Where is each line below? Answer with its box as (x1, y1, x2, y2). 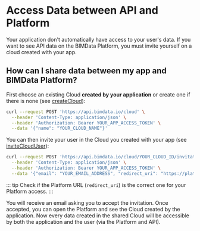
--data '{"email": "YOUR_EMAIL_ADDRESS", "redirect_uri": (11, 170, 159, 176)
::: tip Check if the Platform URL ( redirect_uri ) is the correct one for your (6, 181, 186, 188)
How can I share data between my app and (6, 66, 167, 76)
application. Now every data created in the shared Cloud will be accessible (6, 212, 189, 219)
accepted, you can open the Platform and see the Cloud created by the (6, 205, 180, 213)
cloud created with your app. (6, 48, 77, 55)
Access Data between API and (6, 4, 159, 17)
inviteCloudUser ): (6, 142, 49, 149)
